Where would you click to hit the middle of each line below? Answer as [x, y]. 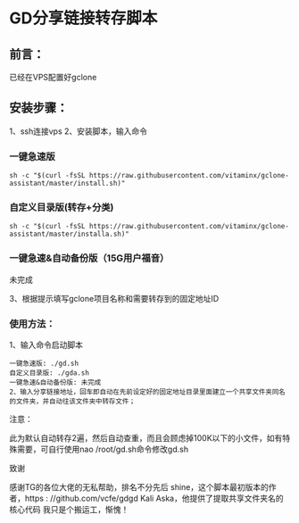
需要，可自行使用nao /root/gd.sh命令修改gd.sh [103, 449]
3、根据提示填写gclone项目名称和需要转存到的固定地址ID [114, 298]
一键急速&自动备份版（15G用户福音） [89, 258]
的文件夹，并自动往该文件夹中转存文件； [72, 402]
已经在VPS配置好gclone [53, 77]
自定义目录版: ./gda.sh [49, 373]
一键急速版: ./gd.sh [44, 363]
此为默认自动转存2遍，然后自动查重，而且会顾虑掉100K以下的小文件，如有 [146, 438]
